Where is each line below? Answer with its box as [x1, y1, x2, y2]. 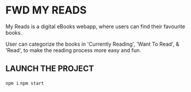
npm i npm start [5, 80, 45, 86]
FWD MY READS [5, 4, 87, 17]
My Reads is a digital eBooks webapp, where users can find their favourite [5, 23, 186, 30]
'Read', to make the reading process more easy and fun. [5, 46, 142, 53]
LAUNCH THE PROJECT [5, 64, 95, 74]
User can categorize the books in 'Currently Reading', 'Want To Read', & [5, 40, 180, 47]
